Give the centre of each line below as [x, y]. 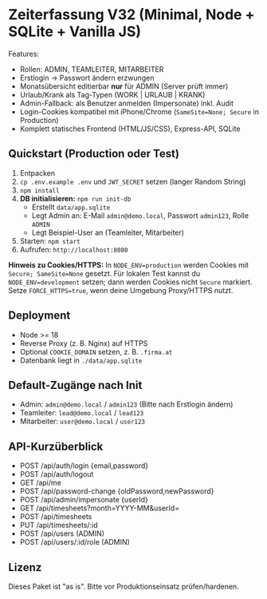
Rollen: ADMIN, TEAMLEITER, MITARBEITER [92, 69]
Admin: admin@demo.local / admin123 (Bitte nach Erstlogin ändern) [126, 404]
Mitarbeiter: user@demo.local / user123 [82, 422]
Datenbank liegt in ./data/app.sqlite [81, 360]
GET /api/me [40, 483]
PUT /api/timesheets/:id [59, 526]
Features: [24, 54]
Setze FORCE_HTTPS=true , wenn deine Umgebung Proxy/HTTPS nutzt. [121, 290]
